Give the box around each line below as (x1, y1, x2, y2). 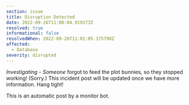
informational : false (6, 31, 59, 36)
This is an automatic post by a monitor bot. (6, 92, 110, 99)
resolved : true (6, 25, 44, 31)
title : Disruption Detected (6, 14, 75, 20)
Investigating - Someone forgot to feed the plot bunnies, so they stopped (6, 68, 184, 75)
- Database (11, 47, 38, 53)
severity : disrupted (6, 52, 57, 58)
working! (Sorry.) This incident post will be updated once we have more (6, 74, 180, 82)
